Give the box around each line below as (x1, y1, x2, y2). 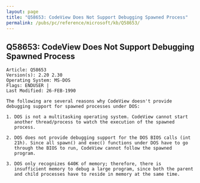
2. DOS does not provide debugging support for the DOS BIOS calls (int (6, 135, 191, 141)
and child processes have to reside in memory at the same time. (14, 171, 180, 178)
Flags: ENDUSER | (6, 83, 50, 89)
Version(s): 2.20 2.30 (6, 72, 63, 78)
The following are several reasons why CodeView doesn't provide (6, 98, 172, 104)
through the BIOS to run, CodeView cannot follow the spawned (14, 145, 172, 151)
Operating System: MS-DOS (6, 77, 70, 83)
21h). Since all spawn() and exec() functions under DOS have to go (14, 140, 188, 146)
